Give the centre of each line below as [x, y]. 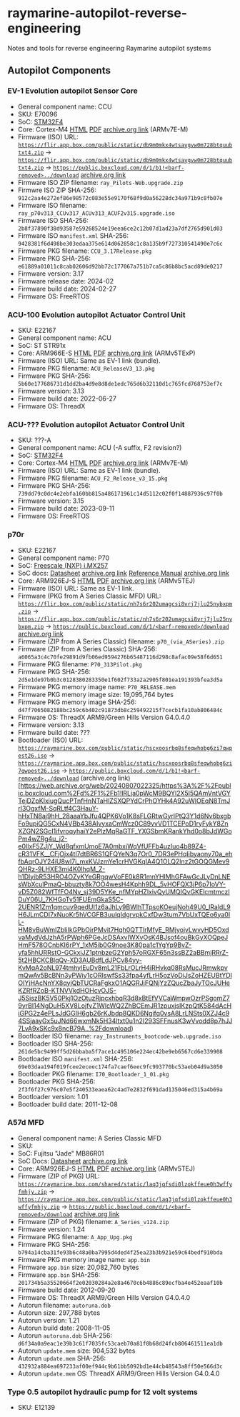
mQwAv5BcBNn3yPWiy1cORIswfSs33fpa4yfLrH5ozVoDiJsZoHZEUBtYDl [125, 975]
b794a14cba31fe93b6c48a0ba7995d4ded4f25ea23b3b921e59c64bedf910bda [120, 1252]
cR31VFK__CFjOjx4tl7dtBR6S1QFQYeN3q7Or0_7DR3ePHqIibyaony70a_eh [125, 853]
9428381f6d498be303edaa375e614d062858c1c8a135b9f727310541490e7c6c [120, 244]
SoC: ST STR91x [42, 345]
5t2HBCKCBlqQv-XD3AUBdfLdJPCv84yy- [80, 960]
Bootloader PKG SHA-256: [56, 1081]
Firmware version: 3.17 [51, 274]
